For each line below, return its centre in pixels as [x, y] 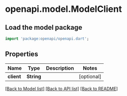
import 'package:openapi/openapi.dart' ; [47, 39]
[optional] [90, 76]
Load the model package [44, 27]
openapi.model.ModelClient [63, 9]
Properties [22, 54]
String [34, 76]
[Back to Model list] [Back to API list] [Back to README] [62, 89]
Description [60, 68]
